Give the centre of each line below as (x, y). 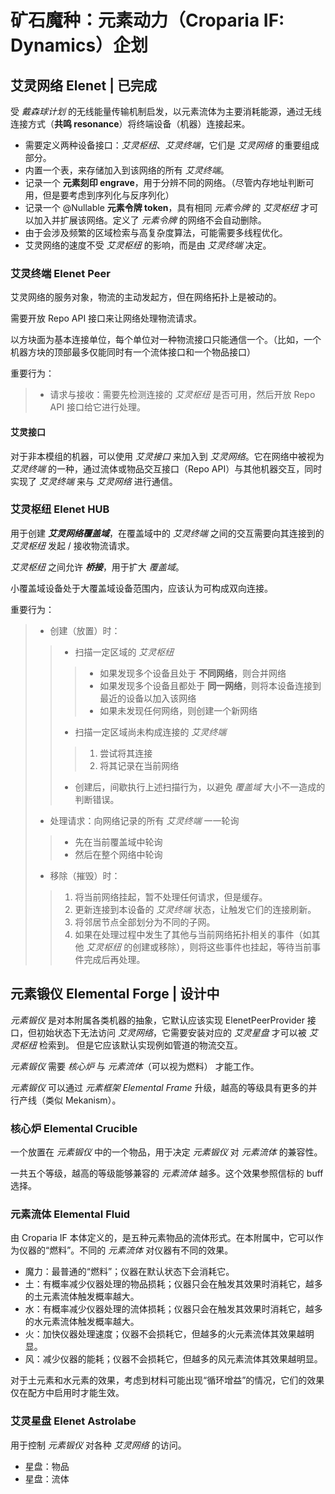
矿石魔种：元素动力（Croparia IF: (147, 20)
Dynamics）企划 (79, 45)
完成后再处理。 (114, 959)
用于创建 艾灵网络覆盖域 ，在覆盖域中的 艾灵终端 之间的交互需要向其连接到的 (167, 533)
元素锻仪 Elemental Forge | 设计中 (115, 994)
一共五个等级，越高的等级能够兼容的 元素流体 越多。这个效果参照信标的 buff (167, 1173)
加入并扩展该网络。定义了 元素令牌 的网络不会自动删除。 (150, 220)
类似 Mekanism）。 (83, 1100)
